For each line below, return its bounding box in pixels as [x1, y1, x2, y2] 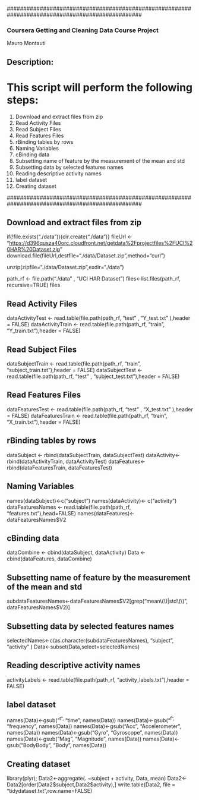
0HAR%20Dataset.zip [7, 246, 61, 253]
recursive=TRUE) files [7, 282, 61, 289]
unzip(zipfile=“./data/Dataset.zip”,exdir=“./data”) [7, 264, 124, 271]
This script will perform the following [7, 80, 193, 94]
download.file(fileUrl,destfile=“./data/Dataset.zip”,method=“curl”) [7, 252, 166, 259]
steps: [7, 93, 39, 106]
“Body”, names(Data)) [53, 742, 106, 749]
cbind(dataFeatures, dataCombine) [7, 555, 93, 562]
